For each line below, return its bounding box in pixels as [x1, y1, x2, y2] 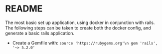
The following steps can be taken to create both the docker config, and [5, 24, 151, 30]
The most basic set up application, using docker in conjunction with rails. [5, 19, 155, 25]
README [5, 3, 43, 14]
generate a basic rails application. [5, 30, 75, 36]
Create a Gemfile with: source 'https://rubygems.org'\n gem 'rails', [12, 39, 158, 45]
